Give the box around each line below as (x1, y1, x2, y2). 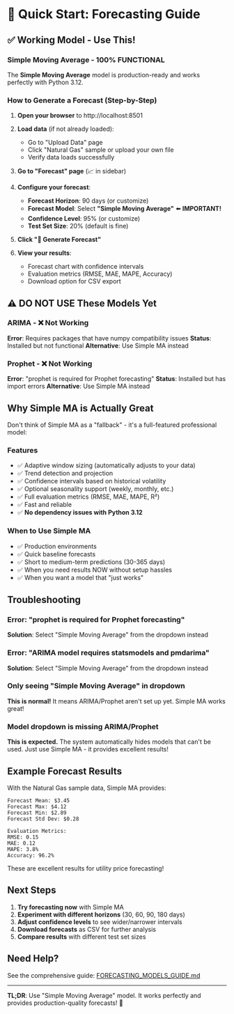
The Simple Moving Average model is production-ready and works (7, 70, 201, 79)
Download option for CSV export (27, 277, 122, 286)
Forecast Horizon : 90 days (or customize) (27, 196, 149, 205)
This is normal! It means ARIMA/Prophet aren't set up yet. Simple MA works (7, 696, 226, 705)
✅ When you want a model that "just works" (17, 573, 144, 582)
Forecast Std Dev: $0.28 (7, 815, 79, 822)
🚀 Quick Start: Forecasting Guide (7, 6, 201, 22)
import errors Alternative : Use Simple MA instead (7, 382, 150, 391)
